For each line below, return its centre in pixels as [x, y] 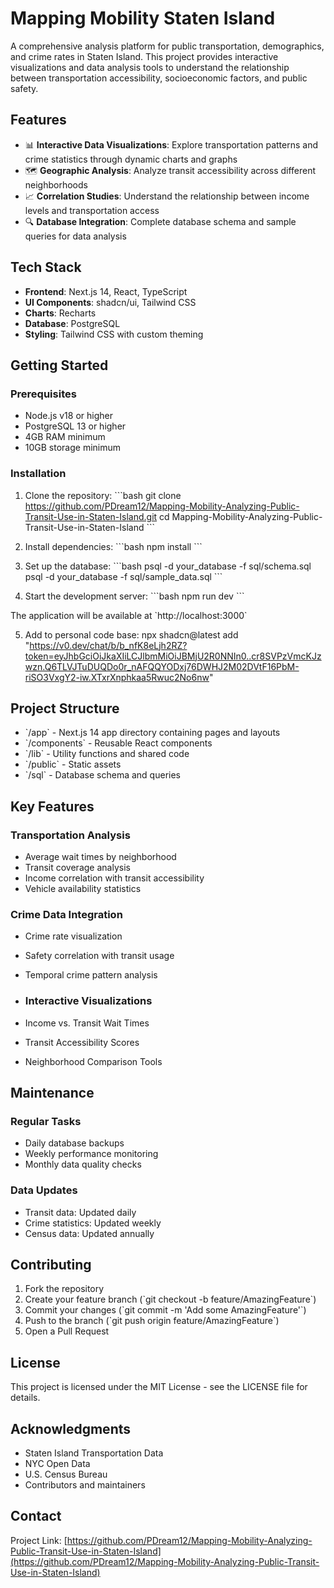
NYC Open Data [57, 1464]
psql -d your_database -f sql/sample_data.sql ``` [123, 576]
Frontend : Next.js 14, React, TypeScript [106, 291]
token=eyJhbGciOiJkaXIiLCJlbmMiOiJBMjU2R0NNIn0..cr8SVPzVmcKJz [173, 656]
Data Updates [44, 1190]
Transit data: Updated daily [80, 1212]
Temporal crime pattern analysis [91, 975]
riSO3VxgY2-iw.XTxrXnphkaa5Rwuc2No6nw [117, 677]
